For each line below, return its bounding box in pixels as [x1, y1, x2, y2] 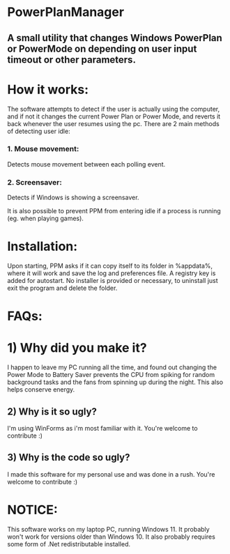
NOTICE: [7, 502, 58, 518]
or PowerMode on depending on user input [7, 43, 197, 54]
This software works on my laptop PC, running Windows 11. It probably [7, 525, 210, 533]
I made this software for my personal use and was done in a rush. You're [7, 470, 215, 478]
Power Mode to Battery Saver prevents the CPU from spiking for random [7, 371, 215, 379]
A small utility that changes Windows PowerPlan [7, 32, 223, 44]
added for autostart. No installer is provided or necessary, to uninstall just [7, 277, 218, 285]
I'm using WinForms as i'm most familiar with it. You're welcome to [7, 424, 198, 432]
